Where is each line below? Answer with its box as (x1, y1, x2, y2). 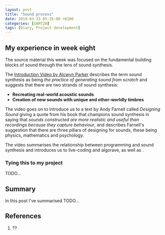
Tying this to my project (5, 159, 63, 166)
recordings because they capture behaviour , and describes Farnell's (5, 121, 144, 128)
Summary (5, 185, 36, 193)
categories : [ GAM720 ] (5, 21, 50, 26)
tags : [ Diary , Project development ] (5, 26, 80, 30)
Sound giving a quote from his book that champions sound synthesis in (5, 111, 149, 117)
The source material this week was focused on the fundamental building (5, 57, 152, 62)
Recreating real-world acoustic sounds (12, 91, 95, 97)
